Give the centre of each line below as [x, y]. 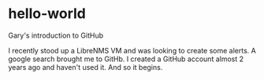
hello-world [47, 14]
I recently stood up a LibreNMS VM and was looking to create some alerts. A [132, 50]
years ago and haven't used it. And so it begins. [86, 67]
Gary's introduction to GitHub [56, 35]
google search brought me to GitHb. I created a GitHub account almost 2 [126, 59]
